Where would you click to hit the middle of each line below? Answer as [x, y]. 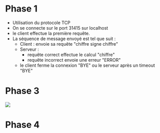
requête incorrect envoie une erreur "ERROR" [74, 60]
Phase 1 [21, 9]
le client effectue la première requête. [51, 33]
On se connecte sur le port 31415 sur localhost [60, 28]
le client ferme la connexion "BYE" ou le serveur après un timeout [87, 65]
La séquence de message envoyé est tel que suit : [64, 39]
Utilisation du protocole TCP [41, 23]
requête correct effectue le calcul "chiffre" [71, 54]
